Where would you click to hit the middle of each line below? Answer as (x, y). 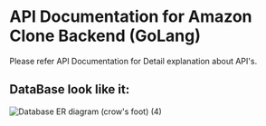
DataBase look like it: (70, 89)
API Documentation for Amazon (131, 17)
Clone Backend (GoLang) (105, 36)
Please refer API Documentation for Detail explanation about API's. (133, 61)
